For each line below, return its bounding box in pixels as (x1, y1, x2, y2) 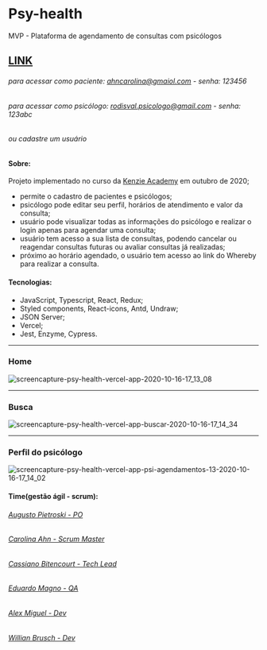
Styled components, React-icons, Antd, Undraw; (19, 304, 179, 313)
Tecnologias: (8, 277, 52, 287)
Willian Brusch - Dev (8, 633, 75, 642)
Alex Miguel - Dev (8, 609, 67, 618)
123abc (8, 109, 33, 119)
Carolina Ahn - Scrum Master (8, 534, 105, 544)
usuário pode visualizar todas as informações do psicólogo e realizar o (19, 217, 252, 226)
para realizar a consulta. (19, 259, 99, 269)
